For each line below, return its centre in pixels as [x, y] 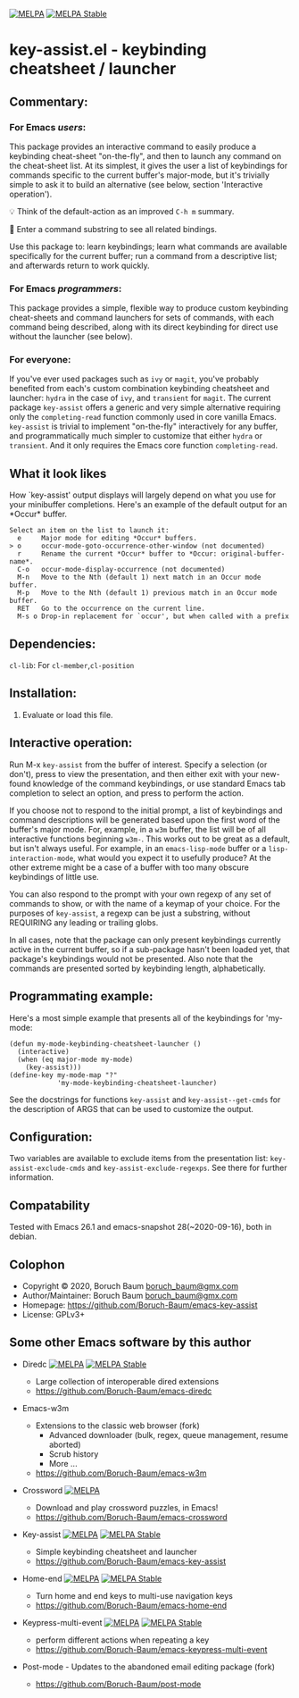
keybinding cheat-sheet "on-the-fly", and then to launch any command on [145, 155]
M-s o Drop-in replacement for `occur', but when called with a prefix [154, 616]
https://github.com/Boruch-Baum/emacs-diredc [124, 1391]
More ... [63, 1463]
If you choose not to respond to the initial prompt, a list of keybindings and [146, 810]
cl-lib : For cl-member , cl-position [72, 665]
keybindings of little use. [54, 876]
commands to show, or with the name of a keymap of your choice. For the [145, 903]
